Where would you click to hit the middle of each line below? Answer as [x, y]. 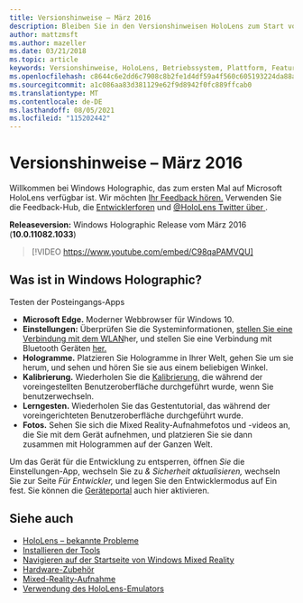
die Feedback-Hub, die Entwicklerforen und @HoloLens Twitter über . [139, 208]
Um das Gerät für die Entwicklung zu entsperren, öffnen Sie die [127, 461]
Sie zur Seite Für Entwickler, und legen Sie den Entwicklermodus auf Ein [143, 480]
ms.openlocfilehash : [48, 77]
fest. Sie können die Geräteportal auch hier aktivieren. [110, 490]
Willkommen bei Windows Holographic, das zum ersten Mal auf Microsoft [146, 188]
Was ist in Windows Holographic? [106, 280]
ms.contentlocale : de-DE [56, 102]
